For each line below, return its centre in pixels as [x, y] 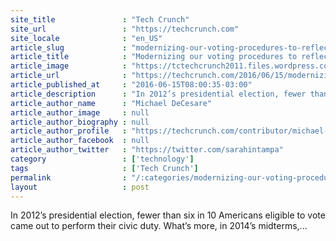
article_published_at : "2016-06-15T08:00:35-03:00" [131, 85]
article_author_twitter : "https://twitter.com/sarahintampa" [147, 150]
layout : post [80, 187]
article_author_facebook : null [80, 141]
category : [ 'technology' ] [102, 159]
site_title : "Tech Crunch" [100, 19]
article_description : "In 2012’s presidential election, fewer [158, 94]
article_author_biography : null [80, 122]
